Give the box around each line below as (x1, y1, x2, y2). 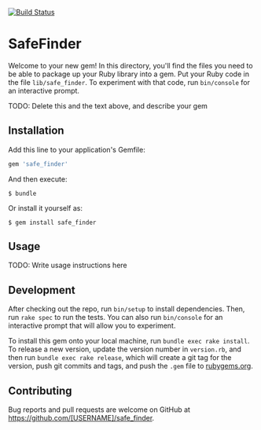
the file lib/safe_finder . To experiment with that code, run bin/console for (8, 77, 250, 86)
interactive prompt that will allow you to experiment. (8, 321, 176, 330)
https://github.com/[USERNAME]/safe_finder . (8, 413, 155, 423)
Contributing (8, 384, 72, 397)
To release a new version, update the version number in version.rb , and (8, 344, 242, 354)
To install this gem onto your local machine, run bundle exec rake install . (8, 336, 250, 346)
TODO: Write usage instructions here (8, 260, 127, 270)
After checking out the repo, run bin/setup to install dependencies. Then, (8, 304, 245, 314)
